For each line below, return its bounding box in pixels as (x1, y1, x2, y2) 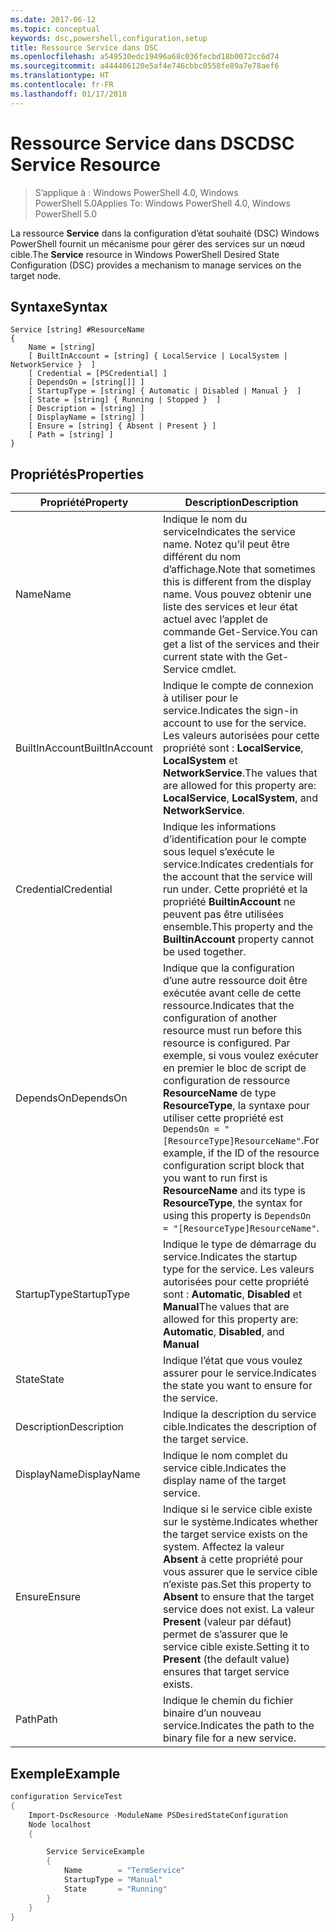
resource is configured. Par (162, 1036, 291, 1050)
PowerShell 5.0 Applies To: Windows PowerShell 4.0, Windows (34, 197, 291, 209)
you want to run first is (162, 1171, 268, 1185)
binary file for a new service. (162, 1731, 297, 1745)
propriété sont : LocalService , (162, 741, 304, 755)
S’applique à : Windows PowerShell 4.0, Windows (34, 186, 239, 198)
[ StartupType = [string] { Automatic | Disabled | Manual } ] (28, 386, 302, 396)
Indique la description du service (162, 1407, 317, 1421)
